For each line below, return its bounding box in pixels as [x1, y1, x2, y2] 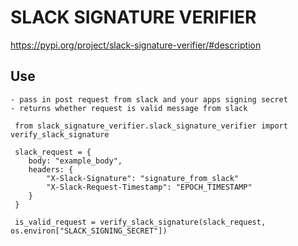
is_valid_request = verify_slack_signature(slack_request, [14, 217, 267, 227]
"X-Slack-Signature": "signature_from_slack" [46, 173, 240, 183]
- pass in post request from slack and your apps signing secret [10, 94, 288, 105]
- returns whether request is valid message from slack [10, 103, 248, 113]
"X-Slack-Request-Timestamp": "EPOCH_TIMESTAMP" [46, 182, 253, 192]
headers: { [28, 164, 74, 175]
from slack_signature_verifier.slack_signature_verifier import [14, 121, 288, 131]
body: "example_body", [28, 156, 123, 166]
